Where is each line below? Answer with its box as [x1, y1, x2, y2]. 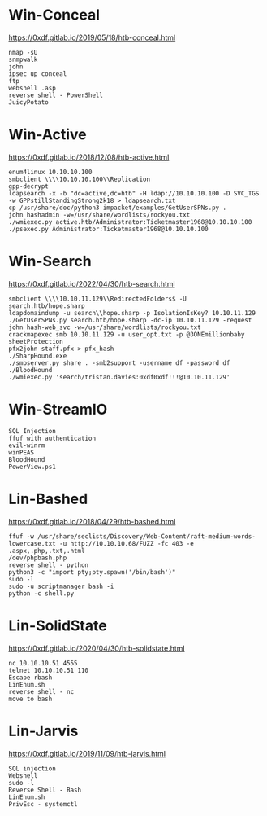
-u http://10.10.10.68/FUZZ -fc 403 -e [59, 539, 195, 547]
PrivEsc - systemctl [8, 800, 79, 808]
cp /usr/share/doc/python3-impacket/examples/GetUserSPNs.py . [8, 204, 227, 212]
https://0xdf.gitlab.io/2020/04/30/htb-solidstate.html [8, 643, 185, 653]
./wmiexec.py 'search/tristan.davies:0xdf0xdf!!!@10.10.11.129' [8, 373, 230, 381]
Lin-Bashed [8, 489, 88, 508]
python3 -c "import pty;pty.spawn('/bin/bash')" [8, 568, 176, 576]
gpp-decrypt [8, 182, 49, 191]
